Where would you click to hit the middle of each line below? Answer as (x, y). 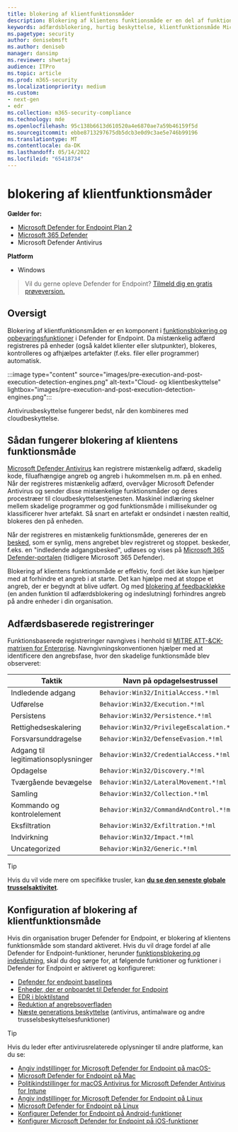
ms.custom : (23, 93)
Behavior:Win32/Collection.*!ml (154, 794)
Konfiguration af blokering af (73, 910)
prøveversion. (45, 291)
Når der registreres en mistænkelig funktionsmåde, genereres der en (108, 535)
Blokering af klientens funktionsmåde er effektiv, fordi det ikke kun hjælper (116, 571)
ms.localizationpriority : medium (57, 86)
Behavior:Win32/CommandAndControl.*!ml (167, 810)
